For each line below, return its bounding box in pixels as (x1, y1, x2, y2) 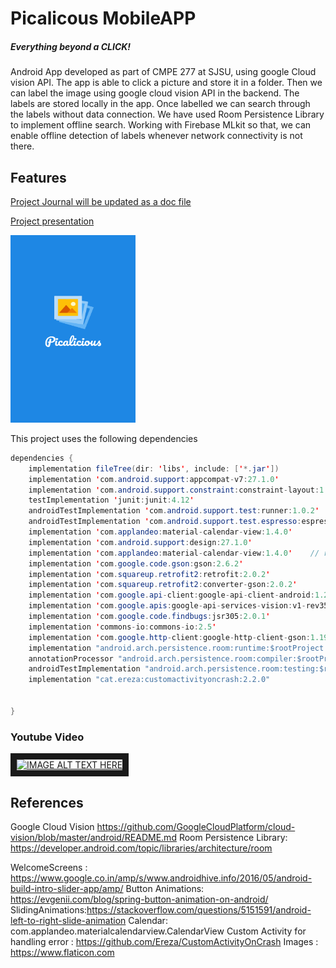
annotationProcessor (28, 653, 114, 664)
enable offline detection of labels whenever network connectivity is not (10, 130, 303, 142)
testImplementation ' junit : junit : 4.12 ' (28, 495, 195, 506)
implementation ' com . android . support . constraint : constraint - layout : (28, 485, 320, 495)
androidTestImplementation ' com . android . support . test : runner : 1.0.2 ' (28, 506, 320, 516)
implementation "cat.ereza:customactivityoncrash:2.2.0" (28, 675, 271, 685)
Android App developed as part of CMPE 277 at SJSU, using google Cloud (10, 66, 317, 78)
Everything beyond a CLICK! (10, 40, 132, 52)
